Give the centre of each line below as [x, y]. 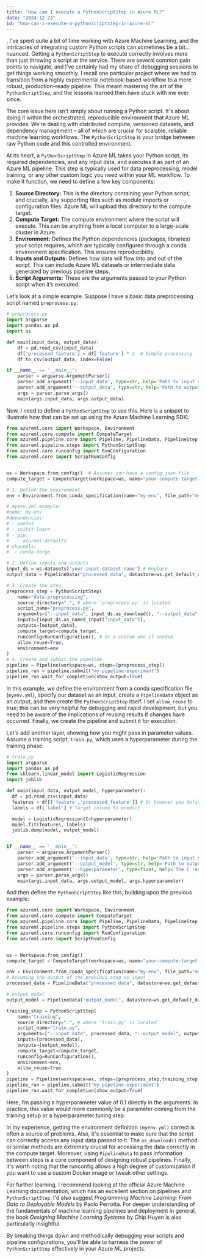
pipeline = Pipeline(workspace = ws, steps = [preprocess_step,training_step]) [105, 1079]
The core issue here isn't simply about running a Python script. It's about [98, 111]
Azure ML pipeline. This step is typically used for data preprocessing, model [102, 168]
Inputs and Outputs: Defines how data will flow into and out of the [99, 258]
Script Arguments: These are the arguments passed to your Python [100, 278]
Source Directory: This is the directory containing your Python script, [103, 193]
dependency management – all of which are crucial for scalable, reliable [97, 131]
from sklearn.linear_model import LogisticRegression [76, 774]
